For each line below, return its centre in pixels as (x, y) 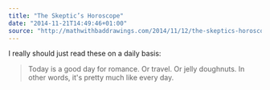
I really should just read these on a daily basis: (85, 54)
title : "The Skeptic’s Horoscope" (66, 16)
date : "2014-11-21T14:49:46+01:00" (68, 23)
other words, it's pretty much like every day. (101, 78)
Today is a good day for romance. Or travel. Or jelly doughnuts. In (136, 69)
